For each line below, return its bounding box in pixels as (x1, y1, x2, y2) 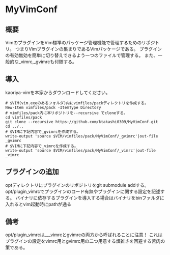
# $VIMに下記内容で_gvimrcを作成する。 (5, 129, 80, 134)
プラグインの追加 (5, 167, 59, 176)
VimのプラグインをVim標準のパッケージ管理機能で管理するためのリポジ (5, 40, 155, 45)
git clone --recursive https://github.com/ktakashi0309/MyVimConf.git (5, 119, 158, 124)
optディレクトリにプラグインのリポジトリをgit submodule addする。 (5, 182, 149, 188)
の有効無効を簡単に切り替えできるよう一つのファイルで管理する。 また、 (5, 52, 158, 58)
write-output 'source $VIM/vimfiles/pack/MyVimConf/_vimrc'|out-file (5, 148, 156, 153)
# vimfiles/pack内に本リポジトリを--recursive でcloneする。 (5, 110, 128, 116)
